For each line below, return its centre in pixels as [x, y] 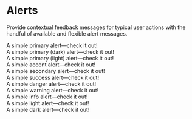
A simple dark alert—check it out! [48, 109]
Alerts [22, 11]
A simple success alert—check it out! [53, 77]
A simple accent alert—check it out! [51, 65]
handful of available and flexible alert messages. [67, 33]
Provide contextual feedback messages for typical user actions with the [96, 27]
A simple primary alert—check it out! [52, 45]
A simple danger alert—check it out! [51, 84]
